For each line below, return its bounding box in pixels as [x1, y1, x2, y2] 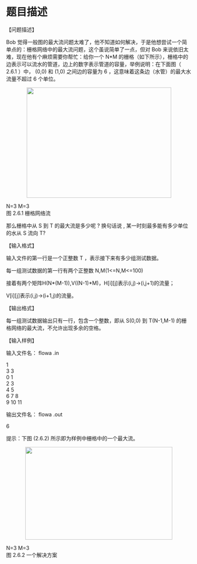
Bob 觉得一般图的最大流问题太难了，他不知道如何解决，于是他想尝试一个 [6, 38, 182, 45]
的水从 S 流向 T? [6, 229, 46, 236]
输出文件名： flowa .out [6, 410, 63, 418]
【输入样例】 [6, 337, 37, 344]
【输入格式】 [6, 242, 37, 249]
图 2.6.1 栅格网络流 [6, 210, 51, 217]
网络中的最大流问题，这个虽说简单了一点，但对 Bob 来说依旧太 [36, 45, 189, 53]
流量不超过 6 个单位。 [6, 75, 59, 82]
